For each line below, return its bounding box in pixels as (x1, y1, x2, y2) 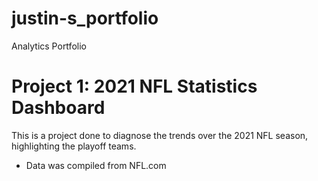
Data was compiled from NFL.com (25, 159, 167, 171)
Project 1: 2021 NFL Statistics (11, 75, 258, 98)
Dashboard (11, 97, 106, 119)
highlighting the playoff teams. (11, 140, 137, 152)
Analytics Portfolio (11, 40, 87, 52)
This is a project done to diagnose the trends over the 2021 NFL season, (11, 129, 309, 141)
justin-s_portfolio (11, 7, 159, 30)
